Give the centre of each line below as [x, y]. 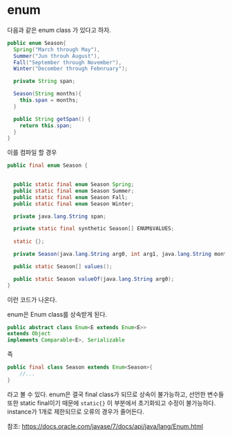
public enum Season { [37, 43]
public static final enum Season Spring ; [74, 185]
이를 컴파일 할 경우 [32, 152]
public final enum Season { [48, 166]
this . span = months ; [49, 100]
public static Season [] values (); [63, 266]
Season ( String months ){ [47, 94]
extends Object [29, 334]
